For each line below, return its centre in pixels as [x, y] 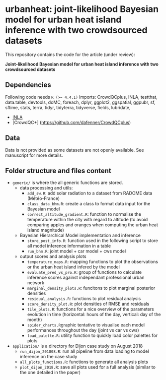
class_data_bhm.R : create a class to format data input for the [89, 204]
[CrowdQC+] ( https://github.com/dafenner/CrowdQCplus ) [72, 122]
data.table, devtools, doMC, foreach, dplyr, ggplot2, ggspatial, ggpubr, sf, [80, 102]
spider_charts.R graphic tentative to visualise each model [86, 325]
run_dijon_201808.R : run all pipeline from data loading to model [84, 351]
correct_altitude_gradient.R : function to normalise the [84, 214]
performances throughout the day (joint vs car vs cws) [83, 330]
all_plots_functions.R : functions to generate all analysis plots [84, 362]
